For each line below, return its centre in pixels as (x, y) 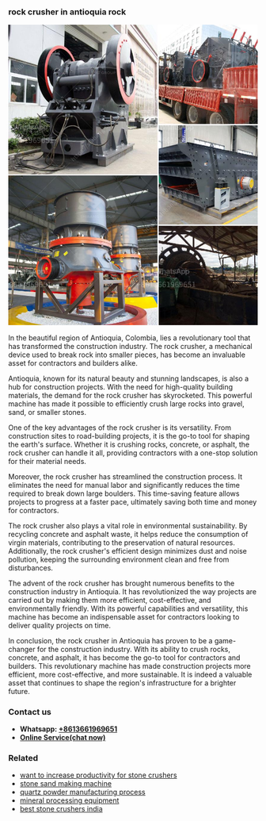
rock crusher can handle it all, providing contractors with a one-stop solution (133, 453)
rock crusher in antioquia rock (67, 12)
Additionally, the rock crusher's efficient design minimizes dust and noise (127, 551)
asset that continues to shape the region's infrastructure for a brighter (122, 683)
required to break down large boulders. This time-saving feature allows (124, 493)
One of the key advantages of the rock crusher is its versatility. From (120, 428)
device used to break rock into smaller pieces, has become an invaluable (127, 355)
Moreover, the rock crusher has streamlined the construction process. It (125, 476)
